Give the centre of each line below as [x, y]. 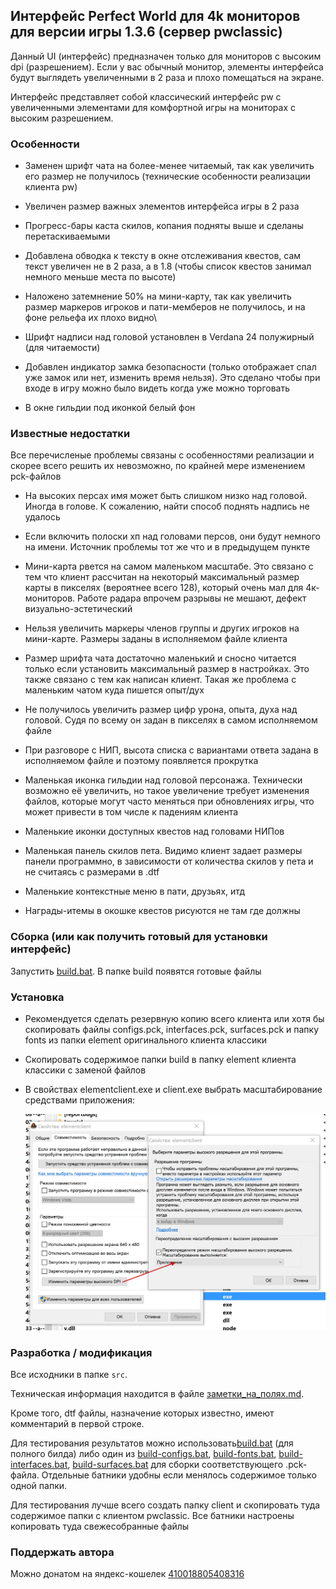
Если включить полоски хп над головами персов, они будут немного [172, 536]
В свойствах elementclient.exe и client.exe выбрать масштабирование [173, 1089]
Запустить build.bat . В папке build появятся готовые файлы [136, 971]
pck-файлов [36, 476]
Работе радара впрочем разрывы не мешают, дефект [192, 598]
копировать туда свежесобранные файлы [100, 1526]
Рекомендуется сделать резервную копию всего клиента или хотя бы [174, 1018]
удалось [42, 517]
